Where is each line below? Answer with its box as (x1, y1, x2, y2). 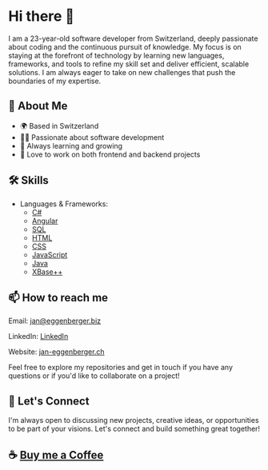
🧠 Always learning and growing (19, 141, 122, 150)
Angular (31, 216, 58, 225)
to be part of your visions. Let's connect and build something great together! (8, 424, 261, 434)
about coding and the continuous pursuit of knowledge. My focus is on (8, 42, 242, 51)
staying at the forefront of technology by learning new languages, (8, 50, 225, 60)
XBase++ (31, 267, 63, 277)
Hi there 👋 (8, 7, 74, 26)
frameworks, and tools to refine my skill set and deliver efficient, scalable (8, 59, 250, 69)
